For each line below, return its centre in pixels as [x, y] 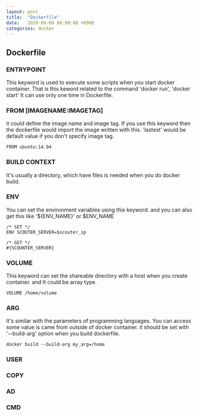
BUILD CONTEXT [31, 162]
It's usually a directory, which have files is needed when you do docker [93, 175]
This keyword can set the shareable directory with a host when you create [97, 276]
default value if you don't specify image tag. [60, 136]
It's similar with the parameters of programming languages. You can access [99, 321]
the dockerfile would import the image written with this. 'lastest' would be [96, 130]
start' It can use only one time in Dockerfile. [59, 95]
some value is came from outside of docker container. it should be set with [98, 327]
